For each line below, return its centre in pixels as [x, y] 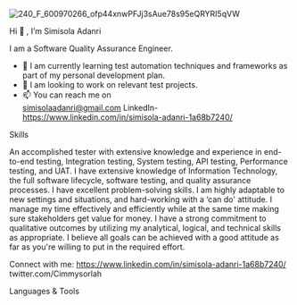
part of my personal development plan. [93, 75]
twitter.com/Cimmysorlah [56, 274]
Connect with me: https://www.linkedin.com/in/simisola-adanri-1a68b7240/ [148, 264]
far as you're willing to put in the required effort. [97, 247]
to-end [22, 161]
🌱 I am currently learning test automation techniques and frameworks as [155, 66]
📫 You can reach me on [66, 95]
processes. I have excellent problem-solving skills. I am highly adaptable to [147, 190]
